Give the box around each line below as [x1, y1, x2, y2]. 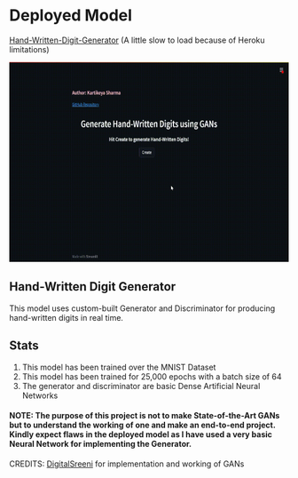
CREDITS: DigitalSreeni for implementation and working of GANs [9, 458, 245, 469]
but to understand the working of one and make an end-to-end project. [9, 419, 276, 431]
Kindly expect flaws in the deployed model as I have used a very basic [9, 429, 273, 440]
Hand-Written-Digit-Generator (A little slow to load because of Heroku [9, 35, 265, 45]
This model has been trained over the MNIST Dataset [21, 362, 216, 372]
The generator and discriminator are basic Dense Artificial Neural [21, 380, 261, 391]
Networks [21, 390, 59, 401]
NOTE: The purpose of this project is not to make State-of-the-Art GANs [9, 410, 280, 421]
